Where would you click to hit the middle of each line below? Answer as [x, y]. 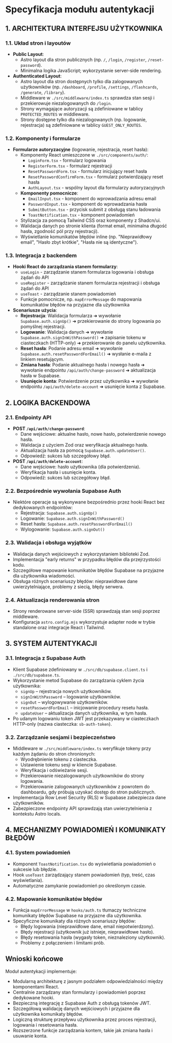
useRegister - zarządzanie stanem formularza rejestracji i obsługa [90, 283]
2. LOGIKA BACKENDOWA [48, 403]
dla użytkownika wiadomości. [44, 575]
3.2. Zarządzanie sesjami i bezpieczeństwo [60, 737]
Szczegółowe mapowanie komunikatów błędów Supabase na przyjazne [88, 570]
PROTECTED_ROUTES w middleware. [55, 114]
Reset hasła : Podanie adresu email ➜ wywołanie [72, 349]
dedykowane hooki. [34, 997]
